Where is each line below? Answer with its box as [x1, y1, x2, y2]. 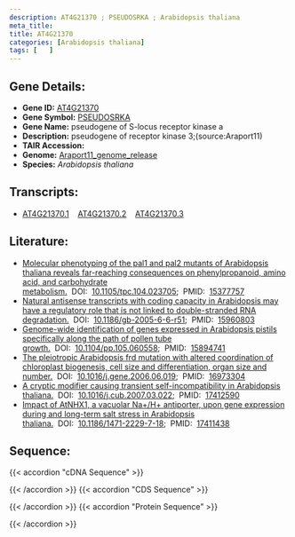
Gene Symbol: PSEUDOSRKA [21, 112, 131, 122]
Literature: [9, 234, 69, 249]
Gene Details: [9, 79, 86, 94]
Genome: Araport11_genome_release [21, 149, 158, 160]
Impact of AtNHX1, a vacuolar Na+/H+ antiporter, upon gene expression [21, 399, 285, 409]
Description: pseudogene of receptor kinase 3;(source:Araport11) [21, 130, 263, 141]
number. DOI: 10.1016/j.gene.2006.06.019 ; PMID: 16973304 [21, 370, 246, 382]
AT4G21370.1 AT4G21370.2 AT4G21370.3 [21, 208, 185, 218]
